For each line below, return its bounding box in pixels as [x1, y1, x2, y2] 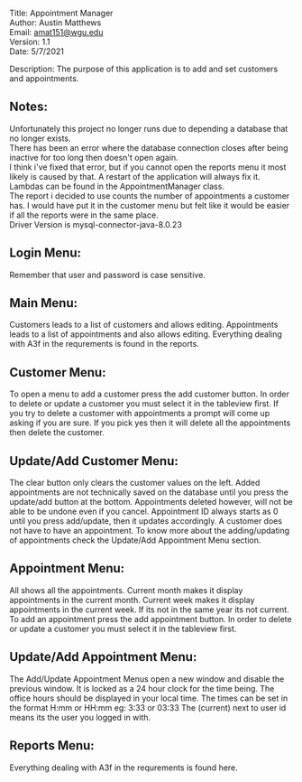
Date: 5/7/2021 [9, 46, 65, 57]
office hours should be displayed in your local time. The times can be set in [9, 693, 288, 703]
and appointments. [9, 73, 79, 84]
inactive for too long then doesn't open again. [9, 152, 178, 163]
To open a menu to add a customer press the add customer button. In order [9, 388, 290, 400]
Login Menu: [9, 246, 81, 261]
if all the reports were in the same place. [9, 209, 160, 220]
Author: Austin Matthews [9, 17, 102, 28]
